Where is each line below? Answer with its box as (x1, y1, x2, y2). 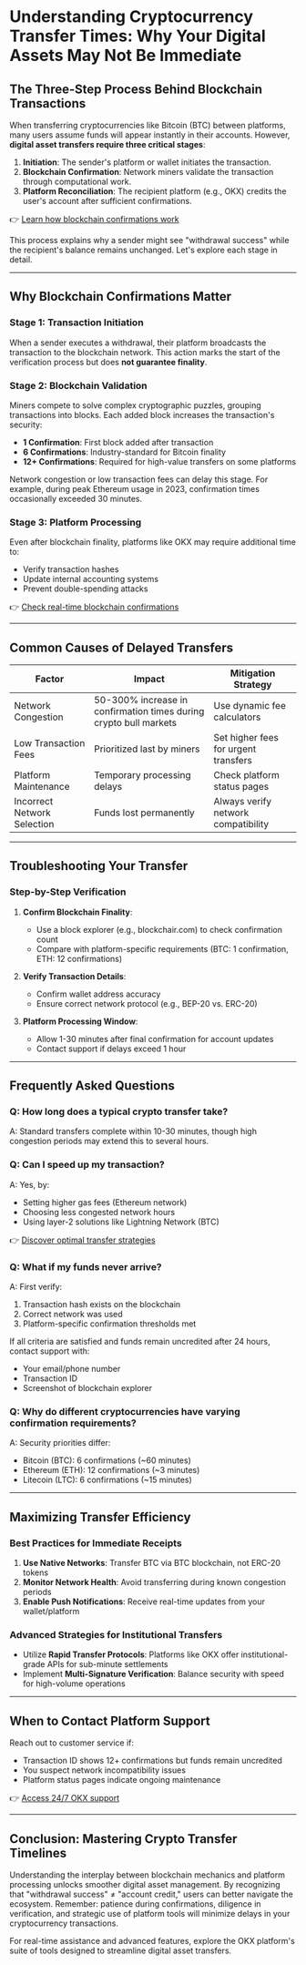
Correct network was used (22, 1309, 123, 1320)
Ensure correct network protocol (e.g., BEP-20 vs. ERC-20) (36, 998, 258, 1008)
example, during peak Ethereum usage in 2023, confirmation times (9, 483, 260, 494)
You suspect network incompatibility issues (22, 1765, 187, 1776)
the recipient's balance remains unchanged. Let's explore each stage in (9, 244, 278, 255)
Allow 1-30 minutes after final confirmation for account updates (36, 1033, 274, 1044)
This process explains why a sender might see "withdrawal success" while (9, 235, 290, 245)
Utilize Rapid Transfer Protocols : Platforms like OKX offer (22, 1649, 240, 1660)
